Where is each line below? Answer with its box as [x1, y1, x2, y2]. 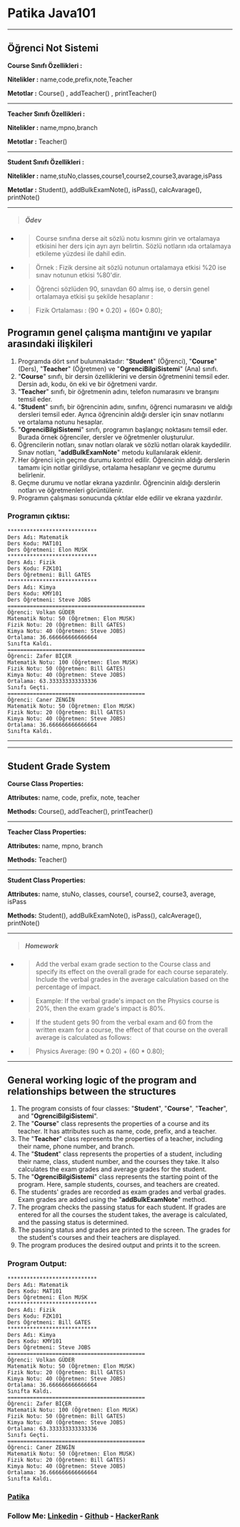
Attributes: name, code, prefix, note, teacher [7, 793, 141, 802]
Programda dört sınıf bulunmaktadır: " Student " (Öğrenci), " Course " [17, 357, 218, 365]
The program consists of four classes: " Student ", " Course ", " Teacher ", [17, 1104, 228, 1113]
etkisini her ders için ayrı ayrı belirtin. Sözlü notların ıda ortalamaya [35, 242, 231, 250]
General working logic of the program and [7, 1074, 197, 1086]
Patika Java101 [7, 5, 96, 21]
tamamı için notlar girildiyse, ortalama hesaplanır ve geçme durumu [17, 463, 216, 472]
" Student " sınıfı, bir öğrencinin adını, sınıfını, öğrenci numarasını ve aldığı [17, 402, 233, 411]
